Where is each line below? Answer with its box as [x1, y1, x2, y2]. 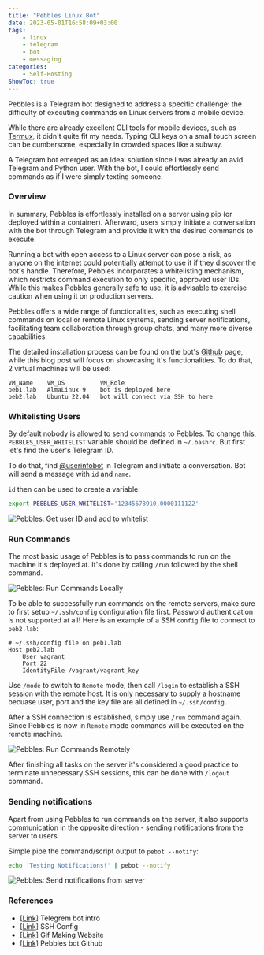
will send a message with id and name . [8, 470, 132, 479]
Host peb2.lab [8, 646, 55, 654]
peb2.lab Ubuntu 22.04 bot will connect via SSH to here [8, 392, 214, 400]
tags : [8, 26, 26, 34]
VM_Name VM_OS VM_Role [8, 379, 125, 387]
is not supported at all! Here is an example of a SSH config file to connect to [8, 615, 255, 625]
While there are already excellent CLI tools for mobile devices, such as [8, 123, 236, 132]
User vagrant [22, 653, 65, 661]
